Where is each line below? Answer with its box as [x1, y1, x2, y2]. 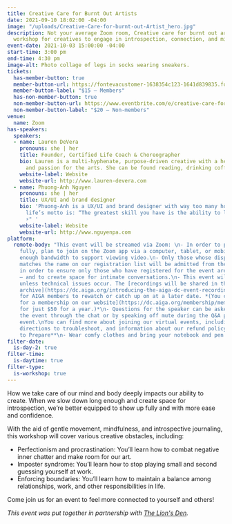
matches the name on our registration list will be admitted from [19, 261, 215, 268]
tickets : [7, 68, 32, 75]
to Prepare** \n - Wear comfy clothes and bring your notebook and [19, 331, 212, 339]
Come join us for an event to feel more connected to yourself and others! [7, 495, 215, 503]
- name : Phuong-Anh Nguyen [13, 184, 91, 191]
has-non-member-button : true [13, 94, 97, 101]
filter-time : [7, 350, 45, 358]
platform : [7, 235, 36, 242]
